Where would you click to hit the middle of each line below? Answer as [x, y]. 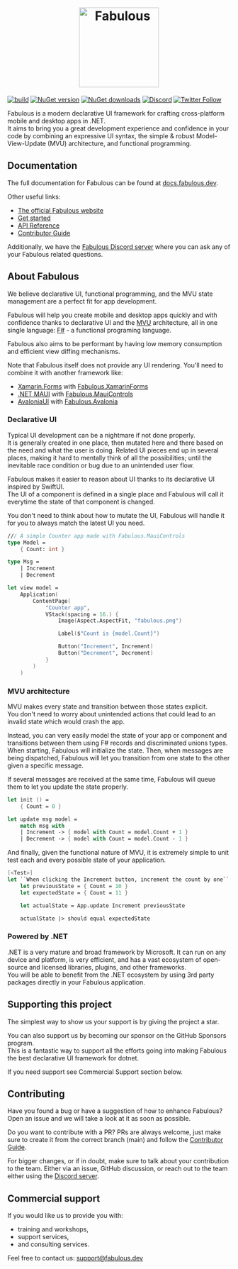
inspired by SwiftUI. [36, 487]
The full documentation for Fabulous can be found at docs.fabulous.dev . [113, 183]
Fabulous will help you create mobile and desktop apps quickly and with [112, 315]
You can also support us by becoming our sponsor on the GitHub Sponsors [117, 1035]
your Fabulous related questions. [55, 254]
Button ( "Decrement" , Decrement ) [106, 653]
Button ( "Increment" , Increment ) [106, 647]
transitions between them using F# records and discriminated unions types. [118, 743]
